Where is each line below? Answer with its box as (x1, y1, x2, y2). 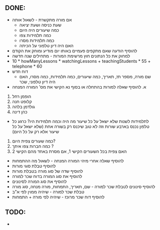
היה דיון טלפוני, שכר (19, 79, 56, 85)
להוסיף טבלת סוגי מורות (12, 163, 56, 169)
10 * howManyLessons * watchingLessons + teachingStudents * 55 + (12, 58, 151, 64)
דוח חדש (12, 68, 28, 74)
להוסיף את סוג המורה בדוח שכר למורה (12, 173, 82, 179)
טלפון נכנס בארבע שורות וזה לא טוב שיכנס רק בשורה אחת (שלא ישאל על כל (12, 124, 149, 129)
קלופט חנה (12, 98, 32, 104)
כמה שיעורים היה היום (19, 27, 59, 33)
